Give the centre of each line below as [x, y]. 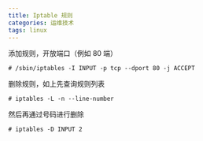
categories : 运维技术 [41, 23]
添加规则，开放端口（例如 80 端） [63, 54]
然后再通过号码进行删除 [46, 114]
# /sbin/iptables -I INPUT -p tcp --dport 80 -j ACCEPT [101, 69]
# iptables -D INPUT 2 [45, 130]
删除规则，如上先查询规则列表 [56, 84]
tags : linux [28, 30]
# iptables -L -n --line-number [61, 99]
